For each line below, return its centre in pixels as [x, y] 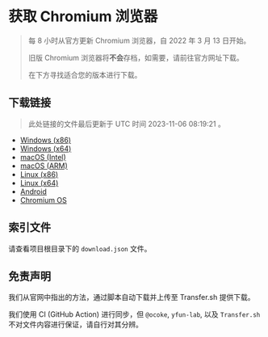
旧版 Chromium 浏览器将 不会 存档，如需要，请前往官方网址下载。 [136, 57]
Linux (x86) [39, 174]
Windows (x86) [45, 140]
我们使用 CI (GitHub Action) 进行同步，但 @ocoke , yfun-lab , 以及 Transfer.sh [134, 314]
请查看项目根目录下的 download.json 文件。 [80, 248]
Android [33, 192]
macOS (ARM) [44, 166]
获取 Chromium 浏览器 [83, 17]
